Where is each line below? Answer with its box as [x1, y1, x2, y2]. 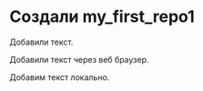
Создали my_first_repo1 [9, 6, 196, 27]
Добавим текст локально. [9, 71, 110, 83]
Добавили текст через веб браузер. [9, 54, 149, 65]
